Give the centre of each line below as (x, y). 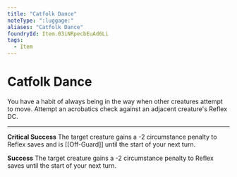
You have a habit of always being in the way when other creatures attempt (115, 101)
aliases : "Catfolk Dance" (45, 27)
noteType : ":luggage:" (41, 21)
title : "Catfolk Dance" (42, 14)
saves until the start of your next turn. (62, 165)
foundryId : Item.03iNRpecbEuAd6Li (58, 34)
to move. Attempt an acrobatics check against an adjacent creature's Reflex (117, 109)
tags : (15, 40)
